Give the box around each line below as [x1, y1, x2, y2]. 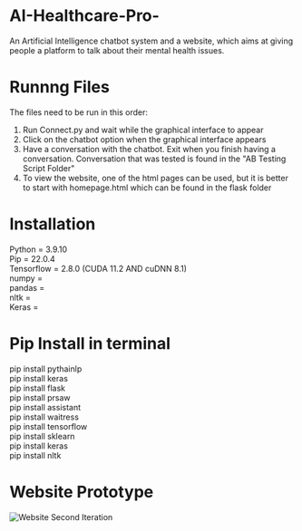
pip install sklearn [9, 430, 75, 441]
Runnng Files [9, 77, 111, 98]
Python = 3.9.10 [9, 244, 68, 255]
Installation [9, 214, 96, 235]
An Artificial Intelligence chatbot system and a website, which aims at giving [9, 35, 294, 46]
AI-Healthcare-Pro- [9, 5, 161, 26]
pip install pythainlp [9, 363, 83, 374]
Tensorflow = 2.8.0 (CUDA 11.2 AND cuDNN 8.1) [9, 263, 188, 274]
